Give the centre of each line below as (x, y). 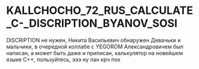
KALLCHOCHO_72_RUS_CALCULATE (100, 11)
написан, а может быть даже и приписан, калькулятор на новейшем (95, 53)
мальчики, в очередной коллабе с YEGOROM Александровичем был (95, 47)
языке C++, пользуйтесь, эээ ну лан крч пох (63, 59)
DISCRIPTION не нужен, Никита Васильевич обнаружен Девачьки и (93, 40)
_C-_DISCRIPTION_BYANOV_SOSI (92, 23)
